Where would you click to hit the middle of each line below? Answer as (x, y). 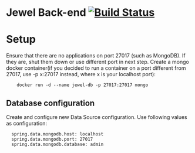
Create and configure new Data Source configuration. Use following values (97, 117)
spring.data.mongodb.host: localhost (58, 134)
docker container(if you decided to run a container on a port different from (96, 68)
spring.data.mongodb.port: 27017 (52, 139)
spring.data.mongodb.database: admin (58, 144)
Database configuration (51, 103)
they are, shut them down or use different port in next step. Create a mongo (97, 62)
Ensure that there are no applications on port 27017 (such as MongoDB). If (96, 56)
